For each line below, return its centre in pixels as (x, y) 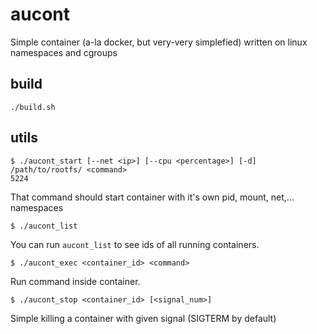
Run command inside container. (75, 281)
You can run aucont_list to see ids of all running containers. (135, 244)
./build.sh (33, 107)
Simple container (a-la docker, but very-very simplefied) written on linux (159, 42)
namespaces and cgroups (64, 52)
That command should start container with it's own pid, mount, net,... (152, 197)
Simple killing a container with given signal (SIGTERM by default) (143, 318)
